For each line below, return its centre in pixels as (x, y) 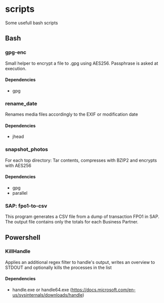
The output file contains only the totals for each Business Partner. (72, 222)
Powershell (23, 238)
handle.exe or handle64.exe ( (42, 290)
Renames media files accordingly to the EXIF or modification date (72, 114)
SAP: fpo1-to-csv (26, 206)
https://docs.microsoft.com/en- (103, 290)
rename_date (21, 103)
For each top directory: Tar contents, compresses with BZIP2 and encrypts (81, 160)
